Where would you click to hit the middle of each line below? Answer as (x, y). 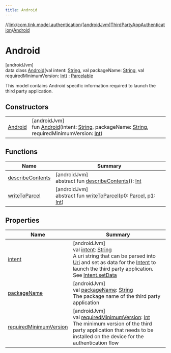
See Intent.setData (95, 275)
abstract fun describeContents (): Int (98, 181)
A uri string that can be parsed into (115, 256)
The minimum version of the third (112, 324)
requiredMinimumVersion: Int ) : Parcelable (49, 76)
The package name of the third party (117, 296)
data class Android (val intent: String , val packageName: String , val (75, 70)
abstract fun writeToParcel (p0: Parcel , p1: (105, 196)
